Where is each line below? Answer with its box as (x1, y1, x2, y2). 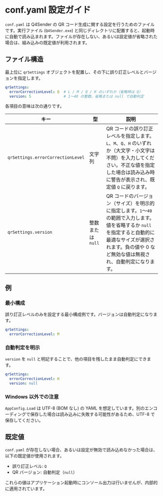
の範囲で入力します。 (106, 215, 154, 222)
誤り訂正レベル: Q (12, 463, 47, 469)
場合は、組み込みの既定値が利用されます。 (5, 39, 90, 45)
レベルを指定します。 (106, 133, 154, 139)
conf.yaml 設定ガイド (5, 4, 91, 16)
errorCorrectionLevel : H (9, 376, 60, 381)
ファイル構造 (5, 55, 44, 64)
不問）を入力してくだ (106, 154, 155, 161)
